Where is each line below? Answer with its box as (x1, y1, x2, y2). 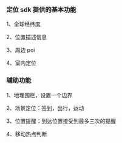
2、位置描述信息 (6, 34, 47, 41)
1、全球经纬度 (6, 20, 41, 28)
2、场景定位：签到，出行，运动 (6, 104, 84, 111)
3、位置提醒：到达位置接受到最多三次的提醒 (6, 117, 117, 125)
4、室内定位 (6, 59, 37, 67)
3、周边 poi (6, 46, 35, 54)
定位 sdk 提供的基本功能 (6, 5, 76, 13)
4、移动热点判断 (6, 130, 47, 137)
